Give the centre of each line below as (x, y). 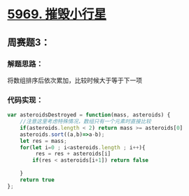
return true (37, 180)
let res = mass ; (44, 141)
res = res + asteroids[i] (73, 154)
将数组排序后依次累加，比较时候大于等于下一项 (75, 80)
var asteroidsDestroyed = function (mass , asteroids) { (89, 115)
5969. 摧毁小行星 (57, 14)
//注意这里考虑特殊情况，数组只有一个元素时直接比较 (86, 122)
